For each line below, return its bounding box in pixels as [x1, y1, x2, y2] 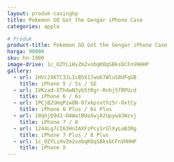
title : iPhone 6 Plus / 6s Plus [19, 106, 112, 113]
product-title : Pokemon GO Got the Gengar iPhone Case [7, 42, 168, 49]
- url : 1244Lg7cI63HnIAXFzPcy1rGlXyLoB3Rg [13, 125, 137, 132]
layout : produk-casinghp [7, 10, 78, 17]
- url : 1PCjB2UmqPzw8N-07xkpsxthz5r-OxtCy [13, 99, 137, 107]
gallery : [7, 67, 32, 74]
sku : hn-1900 [7, 54, 45, 62]
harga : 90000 [7, 48, 45, 55]
